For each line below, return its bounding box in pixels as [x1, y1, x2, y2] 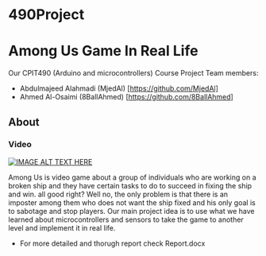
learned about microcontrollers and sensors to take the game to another [8, 215, 244, 224]
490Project [8, 6, 85, 24]
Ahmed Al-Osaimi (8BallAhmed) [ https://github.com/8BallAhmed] [19, 92, 234, 102]
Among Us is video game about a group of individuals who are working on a [8, 173, 256, 182]
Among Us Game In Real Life [8, 42, 199, 60]
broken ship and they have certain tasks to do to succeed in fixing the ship [8, 180, 253, 190]
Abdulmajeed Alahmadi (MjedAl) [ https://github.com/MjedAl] [19, 83, 218, 93]
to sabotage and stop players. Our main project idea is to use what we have [8, 206, 255, 215]
